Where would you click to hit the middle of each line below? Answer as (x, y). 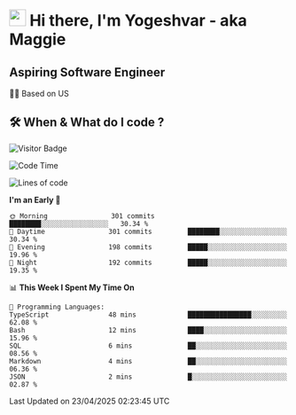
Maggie (38, 39)
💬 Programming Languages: (57, 307)
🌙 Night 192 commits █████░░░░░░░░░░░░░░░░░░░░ (148, 262)
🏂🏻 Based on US (39, 94)
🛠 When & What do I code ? (87, 123)
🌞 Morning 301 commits (82, 216)
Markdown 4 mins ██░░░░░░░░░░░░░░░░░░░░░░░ (148, 361)
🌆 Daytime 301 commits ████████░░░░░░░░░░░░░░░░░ (148, 231)
